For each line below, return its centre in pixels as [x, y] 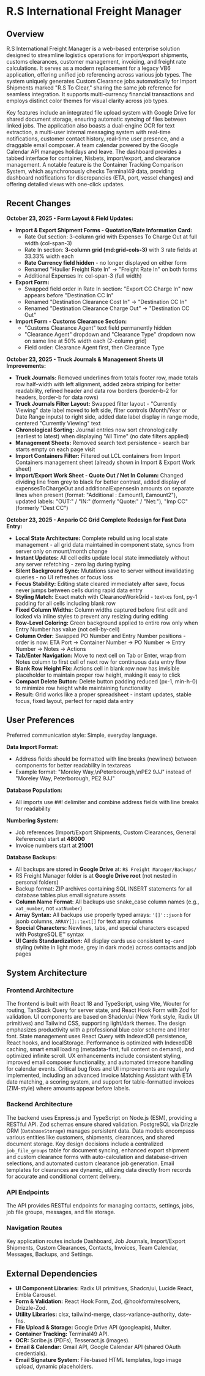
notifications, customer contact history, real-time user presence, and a [95, 139]
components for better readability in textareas [73, 765]
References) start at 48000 [50, 838]
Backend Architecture [40, 1104]
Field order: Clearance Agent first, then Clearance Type [94, 347]
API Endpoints [28, 1192]
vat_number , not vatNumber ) [49, 908]
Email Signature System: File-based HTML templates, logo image [98, 1360]
